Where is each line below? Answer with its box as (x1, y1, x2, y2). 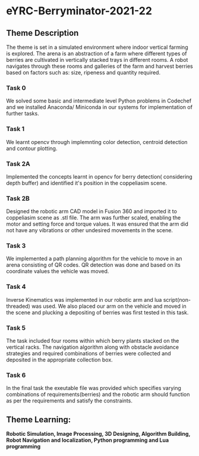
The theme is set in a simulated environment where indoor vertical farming (6, 43, 188, 51)
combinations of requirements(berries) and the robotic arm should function (6, 391, 190, 398)
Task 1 (6, 125, 25, 133)
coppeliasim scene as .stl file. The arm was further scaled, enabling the (6, 214, 181, 221)
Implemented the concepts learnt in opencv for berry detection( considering (6, 173, 193, 180)
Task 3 (6, 242, 26, 250)
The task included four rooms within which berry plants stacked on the (6, 338, 179, 345)
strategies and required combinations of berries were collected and (6, 350, 171, 357)
